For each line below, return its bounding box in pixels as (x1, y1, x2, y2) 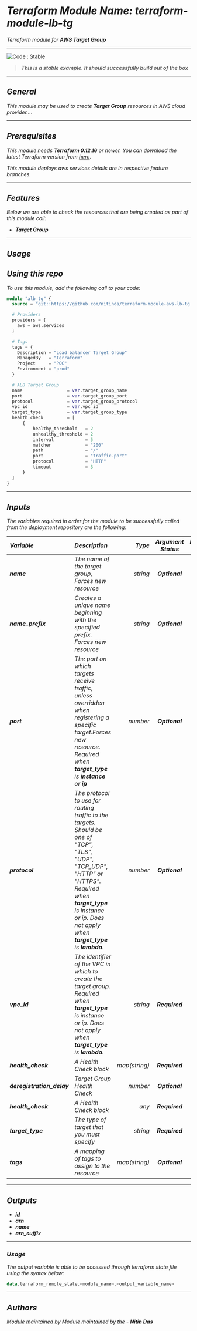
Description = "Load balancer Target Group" (17, 349, 127, 356)
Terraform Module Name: (6, 4, 133, 18)
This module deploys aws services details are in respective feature (6, 164, 168, 171)
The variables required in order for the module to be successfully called (6, 518, 180, 525)
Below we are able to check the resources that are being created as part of (6, 208, 189, 215)
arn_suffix (15, 1230, 42, 1237)
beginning (74, 609, 102, 617)
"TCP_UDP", (74, 862, 108, 871)
